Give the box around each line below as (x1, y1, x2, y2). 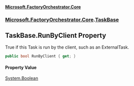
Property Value (5, 64, 37, 70)
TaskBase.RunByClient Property (5, 31, 106, 39)
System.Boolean (5, 75, 38, 81)
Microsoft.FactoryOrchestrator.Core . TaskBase (5, 16, 119, 23)
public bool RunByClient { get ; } (5, 54, 76, 59)
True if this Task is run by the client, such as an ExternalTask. (5, 44, 130, 50)
